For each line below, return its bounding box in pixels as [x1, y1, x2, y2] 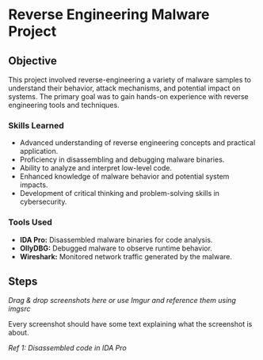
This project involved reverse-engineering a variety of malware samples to [8, 75, 252, 84]
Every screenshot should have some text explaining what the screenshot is [8, 320, 253, 329]
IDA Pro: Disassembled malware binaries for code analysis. [19, 235, 213, 244]
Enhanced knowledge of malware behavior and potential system [19, 172, 230, 182]
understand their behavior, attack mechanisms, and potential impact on [8, 83, 241, 93]
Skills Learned [8, 120, 65, 131]
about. [8, 327, 29, 338]
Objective [8, 54, 58, 67]
